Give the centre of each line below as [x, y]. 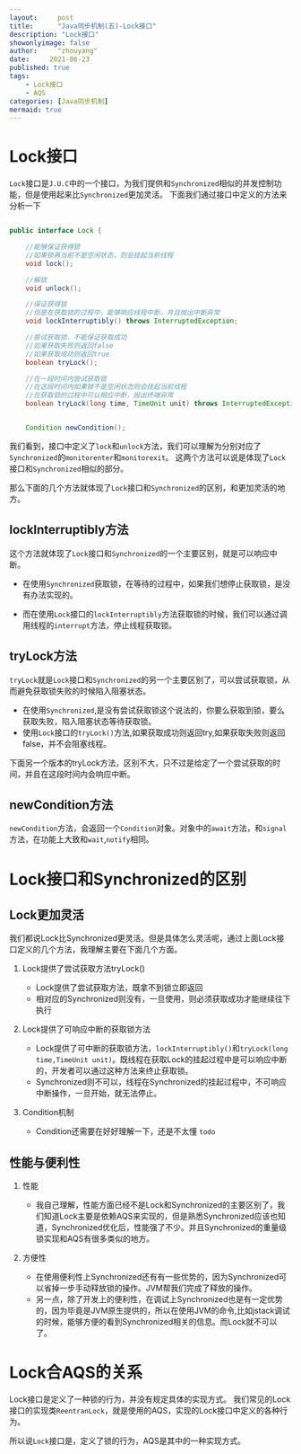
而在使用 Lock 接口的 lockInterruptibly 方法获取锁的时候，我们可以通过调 [155, 614]
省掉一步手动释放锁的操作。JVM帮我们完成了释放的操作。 [150, 1288]
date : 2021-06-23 [50, 59]
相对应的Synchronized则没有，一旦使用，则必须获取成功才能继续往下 [163, 999]
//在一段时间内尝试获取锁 [66, 378]
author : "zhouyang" [54, 51]
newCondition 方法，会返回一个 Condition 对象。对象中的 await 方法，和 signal [148, 829]
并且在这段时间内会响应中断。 [80, 774]
